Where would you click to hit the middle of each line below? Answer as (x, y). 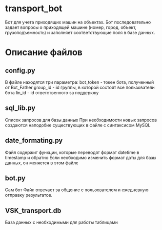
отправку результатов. (29, 195)
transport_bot (34, 9)
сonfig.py (20, 70)
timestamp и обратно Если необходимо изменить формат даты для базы (81, 157)
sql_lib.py (20, 108)
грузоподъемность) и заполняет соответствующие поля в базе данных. (80, 32)
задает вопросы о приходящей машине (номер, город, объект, (71, 27)
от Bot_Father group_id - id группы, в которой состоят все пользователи (80, 87)
